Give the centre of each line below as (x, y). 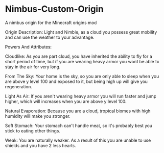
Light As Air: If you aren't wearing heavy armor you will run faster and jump (81, 96)
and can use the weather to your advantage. (50, 37)
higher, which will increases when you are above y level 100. (66, 101)
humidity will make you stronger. (38, 116)
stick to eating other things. (33, 130)
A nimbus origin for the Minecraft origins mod (51, 23)
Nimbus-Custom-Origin (54, 9)
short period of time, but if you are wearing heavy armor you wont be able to (82, 61)
